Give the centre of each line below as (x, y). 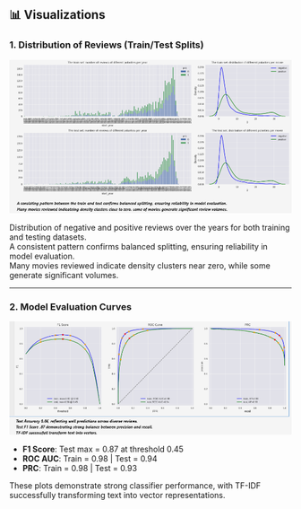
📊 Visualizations (57, 15)
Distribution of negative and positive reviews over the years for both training (150, 228)
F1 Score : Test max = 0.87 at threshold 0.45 (103, 449)
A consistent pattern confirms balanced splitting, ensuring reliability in (139, 247)
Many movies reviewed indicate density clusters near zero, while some (140, 266)
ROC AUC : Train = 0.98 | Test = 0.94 (90, 458)
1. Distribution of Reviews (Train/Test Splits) (107, 45)
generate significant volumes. (64, 276)
